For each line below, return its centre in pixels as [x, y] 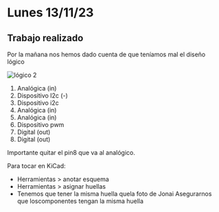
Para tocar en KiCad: [36, 166]
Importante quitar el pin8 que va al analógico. [71, 153]
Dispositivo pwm [41, 125]
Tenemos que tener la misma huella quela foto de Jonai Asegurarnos [114, 194]
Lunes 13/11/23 [50, 13]
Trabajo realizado [45, 38]
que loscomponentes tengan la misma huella [80, 201]
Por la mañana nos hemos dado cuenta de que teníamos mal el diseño [106, 54]
